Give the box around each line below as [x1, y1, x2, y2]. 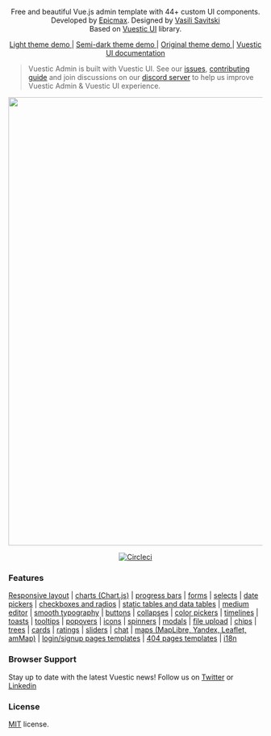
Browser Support [8, 654, 77, 665]
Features [8, 572, 44, 583]
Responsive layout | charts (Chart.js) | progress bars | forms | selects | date [8, 591, 259, 600]
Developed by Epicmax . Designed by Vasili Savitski [51, 15, 220, 25]
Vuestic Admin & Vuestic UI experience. [27, 81, 161, 90]
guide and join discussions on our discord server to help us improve [27, 73, 254, 82]
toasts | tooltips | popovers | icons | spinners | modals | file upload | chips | [8, 616, 257, 626]
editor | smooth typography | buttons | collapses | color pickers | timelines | [8, 608, 259, 617]
